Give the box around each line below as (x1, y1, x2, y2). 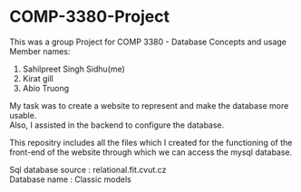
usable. (9, 110, 37, 120)
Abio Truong (22, 82, 70, 93)
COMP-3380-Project (9, 6, 170, 27)
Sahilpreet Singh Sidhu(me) (22, 63, 125, 74)
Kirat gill (22, 72, 54, 83)
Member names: (9, 45, 71, 56)
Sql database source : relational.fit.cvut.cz (9, 164, 167, 175)
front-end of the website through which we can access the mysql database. (9, 147, 293, 158)
